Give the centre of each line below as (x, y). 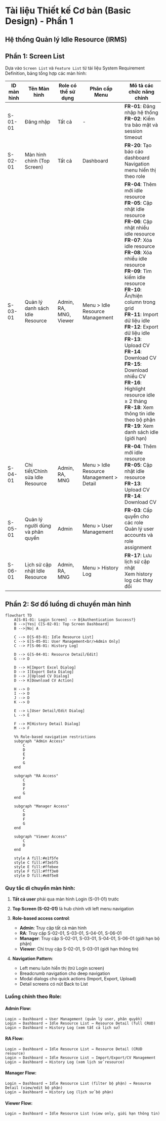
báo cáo (134, 152)
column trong (140, 302)
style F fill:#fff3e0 (36, 871)
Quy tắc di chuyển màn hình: (40, 888)
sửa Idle (34, 477)
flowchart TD (19, 616)
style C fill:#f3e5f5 (36, 863)
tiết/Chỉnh (36, 471)
